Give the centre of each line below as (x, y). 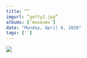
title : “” (18, 11)
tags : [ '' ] (19, 33)
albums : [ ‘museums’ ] (31, 22)
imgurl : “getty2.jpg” (32, 17)
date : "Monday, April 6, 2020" (44, 28)
